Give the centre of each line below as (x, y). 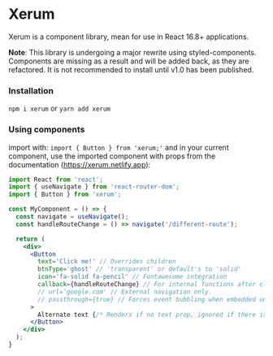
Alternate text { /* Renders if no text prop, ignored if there (147, 315)
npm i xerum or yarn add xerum (60, 109)
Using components (47, 129)
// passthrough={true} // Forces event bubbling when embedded (147, 299)
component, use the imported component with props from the (112, 156)
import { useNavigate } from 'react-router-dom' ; (94, 187)
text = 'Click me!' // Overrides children (107, 262)
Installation (31, 90)
